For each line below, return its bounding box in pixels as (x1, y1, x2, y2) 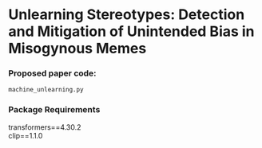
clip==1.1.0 (8, 130, 43, 140)
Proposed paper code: (8, 68, 97, 79)
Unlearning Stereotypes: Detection (8, 6, 245, 24)
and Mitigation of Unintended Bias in (8, 22, 255, 41)
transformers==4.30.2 (8, 122, 81, 132)
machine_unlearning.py (8, 86, 84, 94)
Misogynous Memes (8, 40, 147, 57)
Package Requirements (8, 104, 101, 115)
